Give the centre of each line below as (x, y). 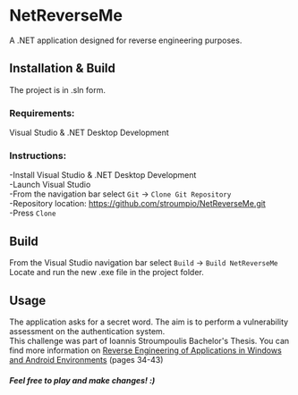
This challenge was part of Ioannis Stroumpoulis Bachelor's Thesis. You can (149, 340)
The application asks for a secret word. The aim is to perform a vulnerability (149, 322)
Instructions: (38, 155)
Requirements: (42, 113)
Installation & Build (63, 68)
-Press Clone (33, 213)
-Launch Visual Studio (50, 185)
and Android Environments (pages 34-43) (86, 359)
